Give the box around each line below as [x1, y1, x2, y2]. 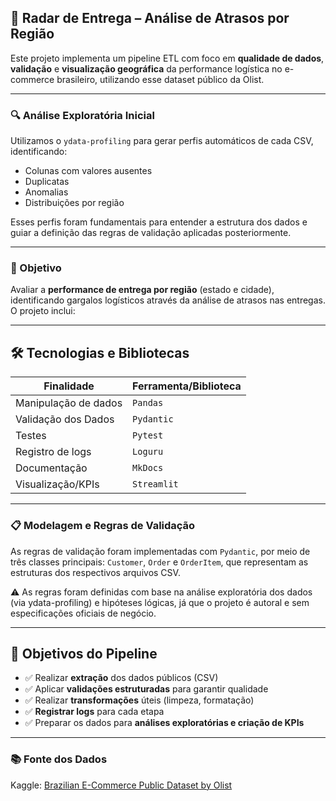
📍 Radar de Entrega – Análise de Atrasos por [10, 10, 290, 27]
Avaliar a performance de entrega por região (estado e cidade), [10, 284, 275, 296]
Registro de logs [15, 445, 92, 459]
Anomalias [24, 186, 69, 198]
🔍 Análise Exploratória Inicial [10, 108, 155, 122]
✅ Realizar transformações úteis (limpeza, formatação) [24, 694, 255, 706]
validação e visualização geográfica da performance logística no [10, 62, 283, 75]
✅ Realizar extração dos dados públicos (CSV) [24, 672, 219, 684]
